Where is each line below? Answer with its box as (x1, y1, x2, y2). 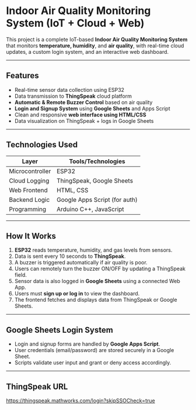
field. (14, 271, 27, 278)
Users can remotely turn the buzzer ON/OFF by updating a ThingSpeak (14, 265, 185, 273)
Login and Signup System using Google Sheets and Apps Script (14, 105, 170, 112)
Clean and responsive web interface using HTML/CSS (14, 111, 147, 118)
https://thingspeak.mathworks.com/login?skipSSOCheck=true (6, 397, 156, 404)
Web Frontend (9, 186, 48, 194)
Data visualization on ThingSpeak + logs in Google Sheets (14, 117, 154, 124)
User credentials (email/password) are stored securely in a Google (14, 347, 174, 354)
